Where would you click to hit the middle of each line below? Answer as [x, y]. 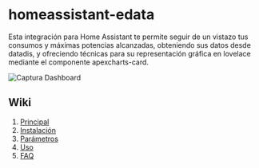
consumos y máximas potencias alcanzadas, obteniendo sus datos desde [130, 45]
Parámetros [39, 139]
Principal [34, 122]
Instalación [38, 130]
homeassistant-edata [82, 15]
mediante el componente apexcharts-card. [79, 62]
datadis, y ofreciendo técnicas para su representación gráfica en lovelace [129, 53]
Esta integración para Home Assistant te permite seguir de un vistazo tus [128, 37]
